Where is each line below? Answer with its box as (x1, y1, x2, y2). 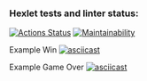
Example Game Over (9, 61, 84, 73)
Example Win (9, 45, 58, 55)
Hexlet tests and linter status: (9, 7, 139, 20)
